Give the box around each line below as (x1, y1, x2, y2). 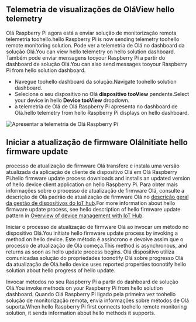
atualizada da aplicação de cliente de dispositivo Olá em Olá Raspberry (6, 168, 177, 175)
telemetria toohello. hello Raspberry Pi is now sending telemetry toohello (6, 35, 180, 43)
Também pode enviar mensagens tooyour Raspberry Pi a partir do (6, 54, 166, 61)
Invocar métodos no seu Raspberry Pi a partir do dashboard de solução (6, 278, 178, 285)
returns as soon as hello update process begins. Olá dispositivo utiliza (6, 248, 175, 255)
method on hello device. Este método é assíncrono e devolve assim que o (6, 235, 184, 242)
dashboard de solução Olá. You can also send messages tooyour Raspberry (6, 60, 188, 67)
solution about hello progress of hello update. (6, 266, 116, 274)
